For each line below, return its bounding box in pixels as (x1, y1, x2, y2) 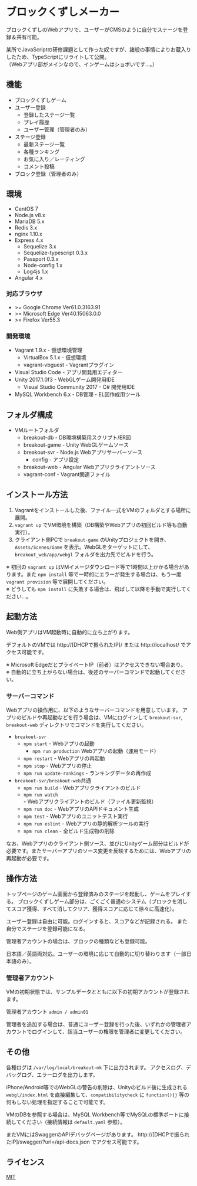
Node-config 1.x (23, 261, 63, 268)
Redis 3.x (14, 224, 38, 231)
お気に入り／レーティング (23, 155, 85, 162)
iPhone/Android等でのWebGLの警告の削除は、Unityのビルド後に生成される (6, 1083, 188, 1090)
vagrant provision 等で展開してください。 (6, 578, 109, 585)
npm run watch (23, 792, 58, 798)
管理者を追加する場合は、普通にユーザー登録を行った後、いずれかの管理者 (6, 1021, 186, 1027)
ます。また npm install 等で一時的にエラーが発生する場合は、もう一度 (11, 571, 182, 578)
